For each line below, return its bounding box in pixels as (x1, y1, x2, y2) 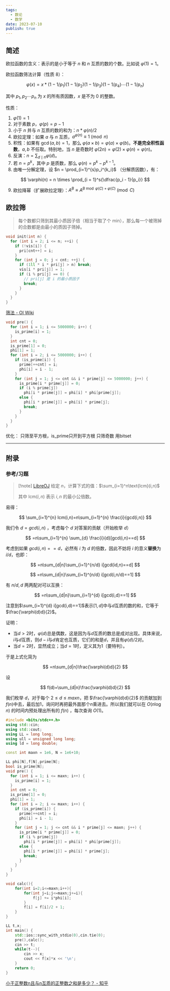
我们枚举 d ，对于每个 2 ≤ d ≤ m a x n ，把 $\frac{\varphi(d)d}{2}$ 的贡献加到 (6, 695, 162, 701)
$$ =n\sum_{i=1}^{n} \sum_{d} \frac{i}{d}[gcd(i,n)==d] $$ (25, 535, 145, 541)
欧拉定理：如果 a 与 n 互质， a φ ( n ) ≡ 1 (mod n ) (13, 132, 108, 140)
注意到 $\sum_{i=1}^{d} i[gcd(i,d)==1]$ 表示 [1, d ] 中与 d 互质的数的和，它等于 (6, 603, 159, 609)
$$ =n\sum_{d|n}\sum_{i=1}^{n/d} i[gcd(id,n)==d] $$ (30, 562, 140, 568)
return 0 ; (15, 965, 36, 971)
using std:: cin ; (6, 722, 40, 727)
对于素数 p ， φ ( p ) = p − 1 (13, 121, 65, 127)
